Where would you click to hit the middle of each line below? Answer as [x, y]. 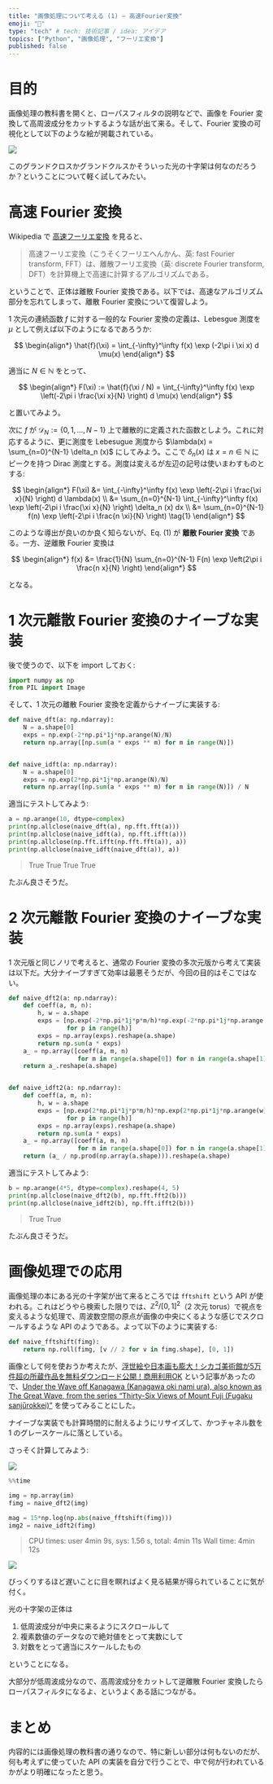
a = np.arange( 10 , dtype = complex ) [67, 819]
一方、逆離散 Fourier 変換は [69, 543]
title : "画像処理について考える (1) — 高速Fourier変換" [95, 16]
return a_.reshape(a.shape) [70, 1066]
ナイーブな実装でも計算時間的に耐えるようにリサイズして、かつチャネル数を [136, 1423]
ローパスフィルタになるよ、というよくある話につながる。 [104, 1692]
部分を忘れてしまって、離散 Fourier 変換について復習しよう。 [110, 301]
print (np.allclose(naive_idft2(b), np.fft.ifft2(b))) [102, 1203]
